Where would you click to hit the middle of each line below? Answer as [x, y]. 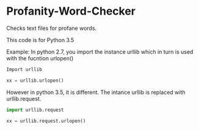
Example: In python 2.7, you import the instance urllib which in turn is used [100, 52]
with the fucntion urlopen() [40, 58]
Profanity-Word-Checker [71, 11]
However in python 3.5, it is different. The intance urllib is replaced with [96, 92]
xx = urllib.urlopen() [35, 81]
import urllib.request [35, 110]
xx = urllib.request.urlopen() [46, 121]
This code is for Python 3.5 [40, 40]
